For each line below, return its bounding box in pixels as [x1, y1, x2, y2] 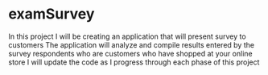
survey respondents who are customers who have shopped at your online [8, 48, 253, 58]
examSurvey [8, 5, 95, 23]
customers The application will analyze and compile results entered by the [8, 40, 255, 49]
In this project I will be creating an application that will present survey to [8, 31, 247, 41]
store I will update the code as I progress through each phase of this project [8, 57, 260, 67]
